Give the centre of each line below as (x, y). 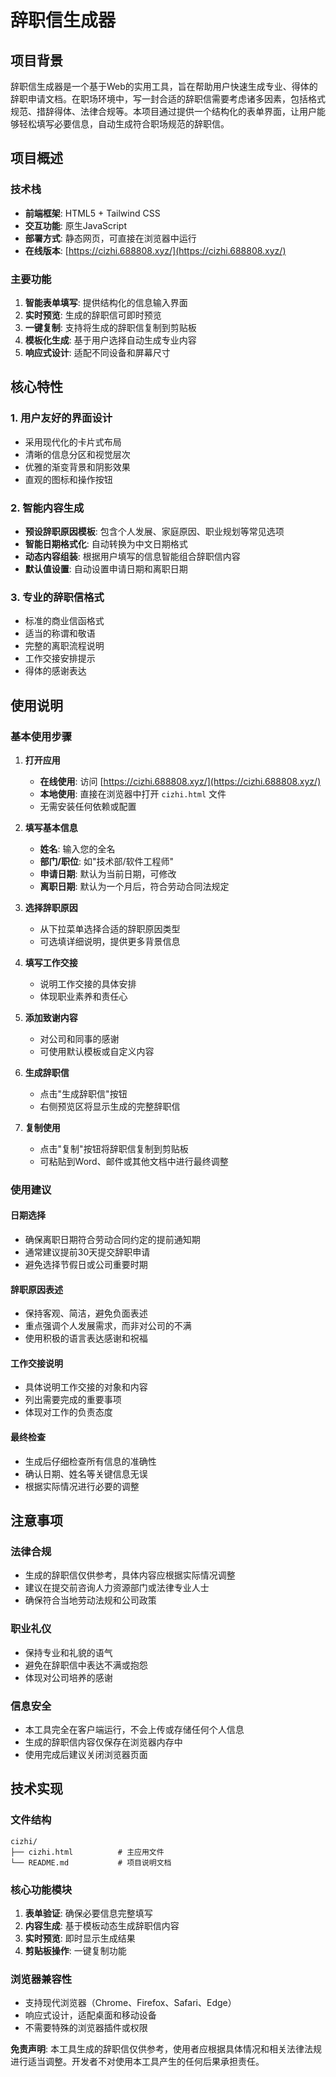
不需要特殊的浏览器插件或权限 (86, 2028)
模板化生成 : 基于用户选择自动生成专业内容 (110, 340)
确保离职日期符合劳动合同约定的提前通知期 (112, 1240)
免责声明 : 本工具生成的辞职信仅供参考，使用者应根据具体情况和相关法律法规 (166, 2049)
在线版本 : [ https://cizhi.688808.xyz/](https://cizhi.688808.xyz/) (155, 250)
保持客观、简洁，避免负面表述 (86, 1313)
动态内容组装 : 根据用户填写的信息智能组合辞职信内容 (132, 556)
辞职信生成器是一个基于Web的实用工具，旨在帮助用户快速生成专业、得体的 (164, 86)
